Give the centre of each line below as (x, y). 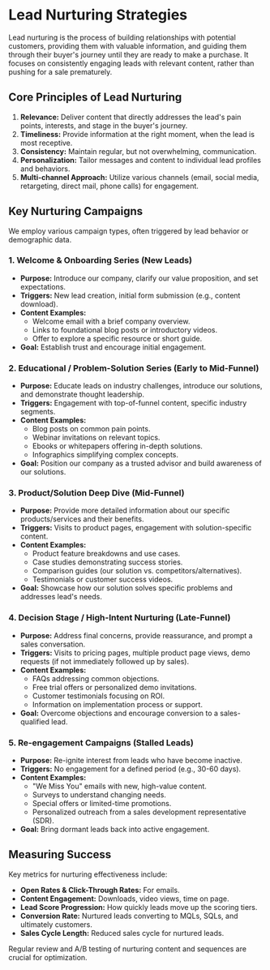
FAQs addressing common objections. (96, 678)
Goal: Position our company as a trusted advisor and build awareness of (141, 463)
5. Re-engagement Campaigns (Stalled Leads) (101, 742)
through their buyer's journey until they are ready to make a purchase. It (129, 54)
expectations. (43, 286)
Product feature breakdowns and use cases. (106, 554)
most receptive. (46, 143)
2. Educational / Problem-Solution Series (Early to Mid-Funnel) (134, 368)
